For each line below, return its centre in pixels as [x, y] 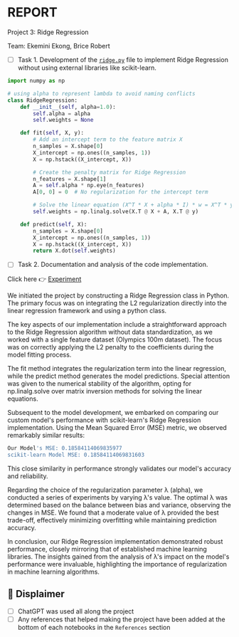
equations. [23, 399]
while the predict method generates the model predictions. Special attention [118, 376]
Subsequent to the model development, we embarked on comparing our [113, 413]
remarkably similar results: [46, 436]
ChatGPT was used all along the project [76, 611]
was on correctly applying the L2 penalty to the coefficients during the [111, 347]
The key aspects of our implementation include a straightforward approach [117, 325]
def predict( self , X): [54, 224]
